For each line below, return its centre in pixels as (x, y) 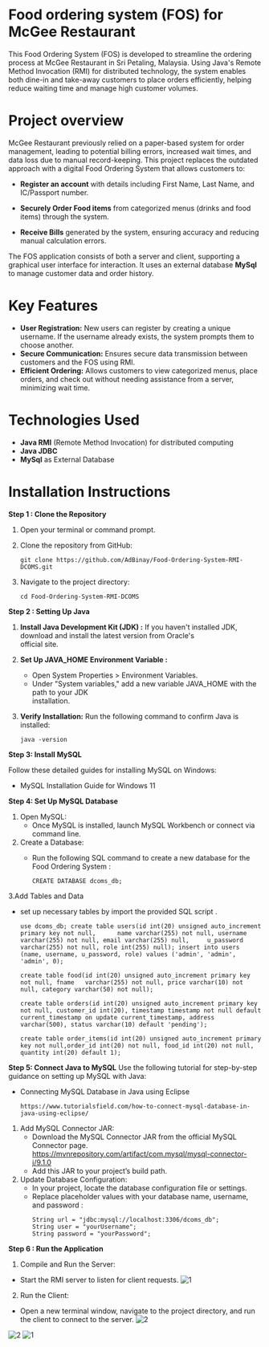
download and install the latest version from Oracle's (107, 635)
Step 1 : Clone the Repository (57, 514)
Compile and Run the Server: (67, 1264)
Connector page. (60, 1145)
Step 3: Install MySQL (45, 754)
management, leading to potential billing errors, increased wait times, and (130, 151)
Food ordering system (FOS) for (116, 15)
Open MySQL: (43, 816)
